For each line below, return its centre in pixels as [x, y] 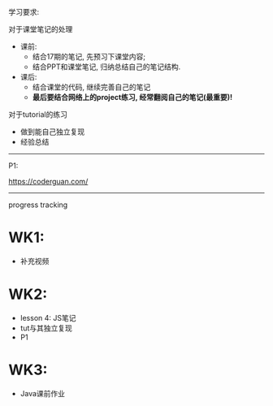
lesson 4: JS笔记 [48, 317]
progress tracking [38, 205]
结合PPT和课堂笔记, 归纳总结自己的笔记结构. [106, 67]
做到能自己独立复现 [52, 132]
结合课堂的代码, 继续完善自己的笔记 [91, 87]
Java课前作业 [43, 393]
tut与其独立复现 [46, 328]
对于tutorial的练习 [38, 114]
